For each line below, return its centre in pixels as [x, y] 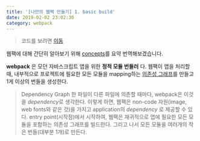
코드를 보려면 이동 [42, 41]
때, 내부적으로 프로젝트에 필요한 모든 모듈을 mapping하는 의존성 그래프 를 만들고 [100, 74]
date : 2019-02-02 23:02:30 [40, 17]
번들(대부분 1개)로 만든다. [57, 132]
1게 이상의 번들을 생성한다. [37, 81]
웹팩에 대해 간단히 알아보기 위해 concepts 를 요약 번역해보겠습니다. [85, 54]
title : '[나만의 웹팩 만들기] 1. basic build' [61, 12]
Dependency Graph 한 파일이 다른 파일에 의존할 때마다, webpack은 [102, 95]
